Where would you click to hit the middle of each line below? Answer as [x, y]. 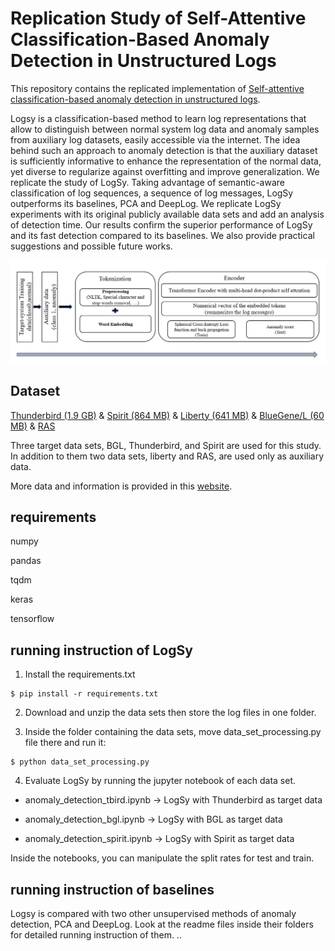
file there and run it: [65, 743]
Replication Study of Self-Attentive [158, 18]
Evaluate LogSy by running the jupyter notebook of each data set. [160, 781]
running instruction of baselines [112, 889]
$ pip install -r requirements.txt [84, 694]
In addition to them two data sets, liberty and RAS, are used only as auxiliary [167, 456]
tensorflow [32, 619]
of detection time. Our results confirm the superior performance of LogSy [161, 224]
